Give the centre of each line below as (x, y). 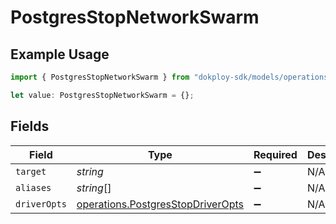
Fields (30, 126)
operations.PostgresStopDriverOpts (160, 204)
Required (275, 154)
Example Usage (60, 54)
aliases (33, 187)
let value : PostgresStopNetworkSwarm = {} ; (102, 95)
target (31, 171)
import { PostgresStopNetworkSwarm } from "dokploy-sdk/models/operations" (171, 77)
